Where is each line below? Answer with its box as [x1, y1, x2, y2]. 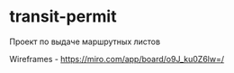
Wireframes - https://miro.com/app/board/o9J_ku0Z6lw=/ [9, 53, 225, 64]
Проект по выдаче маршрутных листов [9, 36, 160, 47]
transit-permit [9, 6, 117, 27]
